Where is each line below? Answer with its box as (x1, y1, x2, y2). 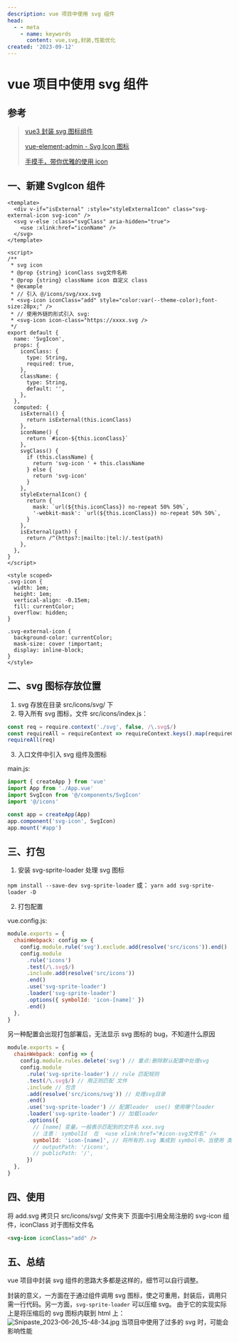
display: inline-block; (14, 646, 84, 654)
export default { (7, 329, 59, 336)
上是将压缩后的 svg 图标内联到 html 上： (7, 1309, 125, 1318)
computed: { (14, 403, 50, 411)
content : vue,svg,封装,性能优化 (26, 37, 116, 44)
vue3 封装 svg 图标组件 (24, 127, 94, 135)
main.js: (7, 765, 31, 773)
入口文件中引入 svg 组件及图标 (17, 750, 107, 759)
